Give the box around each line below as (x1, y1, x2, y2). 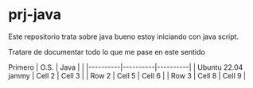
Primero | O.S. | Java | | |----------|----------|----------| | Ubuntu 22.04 (8, 62, 243, 72)
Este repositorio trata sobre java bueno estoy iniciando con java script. (8, 32, 239, 41)
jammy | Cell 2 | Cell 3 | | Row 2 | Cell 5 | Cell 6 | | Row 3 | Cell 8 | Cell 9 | (8, 71, 247, 80)
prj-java (8, 6, 62, 24)
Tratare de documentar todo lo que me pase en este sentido (8, 47, 205, 56)
